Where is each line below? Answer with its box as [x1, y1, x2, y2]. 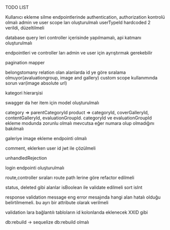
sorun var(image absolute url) [5, 80, 67, 86]
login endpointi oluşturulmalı [5, 165, 64, 171]
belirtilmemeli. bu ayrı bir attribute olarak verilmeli [5, 200, 109, 205]
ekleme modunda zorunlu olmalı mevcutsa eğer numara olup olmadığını [5, 120, 155, 126]
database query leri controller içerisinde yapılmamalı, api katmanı [5, 35, 142, 40]
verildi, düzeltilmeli [5, 25, 45, 31]
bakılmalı [5, 126, 24, 131]
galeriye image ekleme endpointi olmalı [5, 135, 87, 141]
